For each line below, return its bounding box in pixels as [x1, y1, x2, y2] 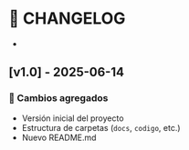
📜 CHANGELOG [8, 8, 126, 29]
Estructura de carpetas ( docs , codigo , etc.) [21, 122, 181, 133]
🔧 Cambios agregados [8, 92, 109, 105]
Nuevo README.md [21, 132, 97, 143]
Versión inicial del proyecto [21, 113, 124, 124]
